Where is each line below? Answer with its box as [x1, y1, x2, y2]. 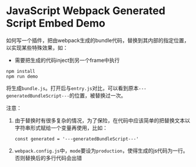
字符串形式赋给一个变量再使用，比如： [14, 124, 108, 131]
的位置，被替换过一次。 [69, 92, 127, 99]
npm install [6, 68, 35, 74]
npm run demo [6, 74, 38, 79]
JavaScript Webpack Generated [6, 4, 166, 18]
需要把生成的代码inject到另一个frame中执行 [14, 56, 120, 64]
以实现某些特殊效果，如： [6, 44, 68, 51]
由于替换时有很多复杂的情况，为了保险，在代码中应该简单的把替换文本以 [14, 116, 190, 124]
